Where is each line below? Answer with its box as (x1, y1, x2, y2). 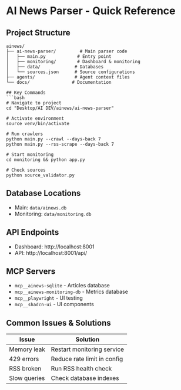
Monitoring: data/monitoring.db (14, 210, 92, 217)
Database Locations (6, 188, 81, 198)
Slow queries (9, 374, 45, 382)
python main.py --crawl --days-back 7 (6, 136, 101, 142)
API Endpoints (6, 227, 59, 237)
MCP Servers (6, 267, 56, 277)
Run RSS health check (51, 365, 112, 373)
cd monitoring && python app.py (6, 157, 85, 163)
